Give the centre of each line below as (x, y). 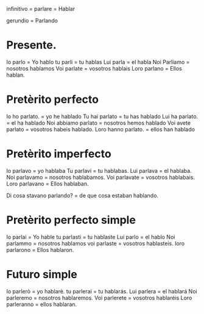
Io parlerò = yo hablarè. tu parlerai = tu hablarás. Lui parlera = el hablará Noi (102, 291)
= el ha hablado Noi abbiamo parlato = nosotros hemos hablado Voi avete (98, 123)
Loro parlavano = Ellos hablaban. (48, 183)
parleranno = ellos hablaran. (42, 304)
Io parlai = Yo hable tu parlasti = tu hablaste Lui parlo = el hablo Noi (91, 237)
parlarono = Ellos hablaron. (40, 249)
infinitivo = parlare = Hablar (41, 9)
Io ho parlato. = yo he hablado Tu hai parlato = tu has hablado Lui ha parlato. (102, 116)
